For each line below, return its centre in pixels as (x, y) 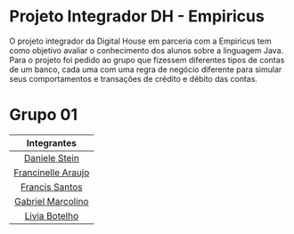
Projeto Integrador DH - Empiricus (137, 16)
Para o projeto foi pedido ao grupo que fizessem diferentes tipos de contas (147, 60)
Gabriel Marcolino (52, 201)
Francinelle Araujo (52, 173)
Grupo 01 (44, 115)
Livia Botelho (52, 215)
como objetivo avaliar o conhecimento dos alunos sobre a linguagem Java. (147, 50)
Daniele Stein (52, 157)
